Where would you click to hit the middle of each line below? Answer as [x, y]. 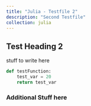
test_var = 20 [34, 77]
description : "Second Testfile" [46, 17]
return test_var [37, 82]
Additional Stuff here [37, 97]
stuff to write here [28, 61]
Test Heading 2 [35, 46]
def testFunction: [29, 71]
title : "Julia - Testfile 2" [42, 11]
